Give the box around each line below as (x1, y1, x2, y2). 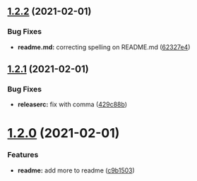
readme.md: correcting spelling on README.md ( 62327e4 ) (17, 42, 191, 51)
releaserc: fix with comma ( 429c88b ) (17, 100, 128, 108)
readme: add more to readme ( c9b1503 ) (17, 166, 136, 175)
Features (7, 150, 39, 160)
